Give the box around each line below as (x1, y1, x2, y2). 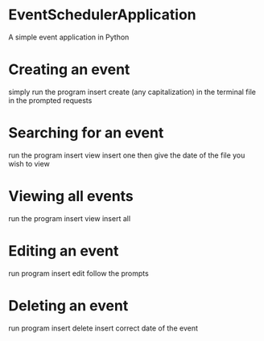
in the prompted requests (8, 95, 93, 105)
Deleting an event (8, 296, 129, 314)
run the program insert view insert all (8, 213, 131, 223)
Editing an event (8, 241, 119, 260)
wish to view (8, 158, 50, 168)
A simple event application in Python (8, 32, 130, 42)
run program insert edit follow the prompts (8, 268, 149, 278)
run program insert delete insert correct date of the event (8, 323, 199, 333)
